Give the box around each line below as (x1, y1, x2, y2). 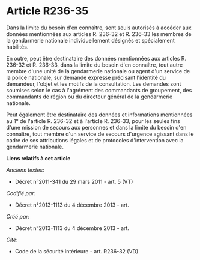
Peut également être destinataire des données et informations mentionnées (6, 111, 193, 118)
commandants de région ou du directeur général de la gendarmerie (6, 93, 173, 100)
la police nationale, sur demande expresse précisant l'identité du (6, 74, 166, 81)
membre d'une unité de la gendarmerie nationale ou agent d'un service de (6, 67, 190, 74)
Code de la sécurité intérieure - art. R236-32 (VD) (14, 247, 139, 255)
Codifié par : (6, 189, 36, 196)
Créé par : (6, 213, 30, 220)
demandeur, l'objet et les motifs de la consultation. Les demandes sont (6, 80, 181, 88)
